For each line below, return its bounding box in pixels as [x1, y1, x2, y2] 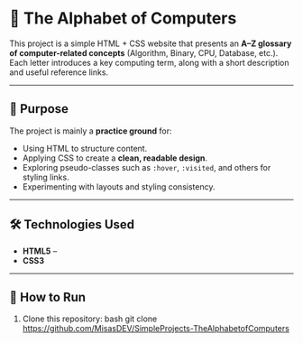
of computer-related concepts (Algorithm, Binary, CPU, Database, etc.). [9, 47, 279, 58]
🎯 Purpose [9, 101, 69, 116]
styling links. [22, 171, 69, 182]
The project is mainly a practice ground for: [9, 125, 173, 136]
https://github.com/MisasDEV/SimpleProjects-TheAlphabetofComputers [22, 323, 290, 334]
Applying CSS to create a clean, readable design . [22, 153, 208, 163]
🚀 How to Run [9, 289, 87, 305]
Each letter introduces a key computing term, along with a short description [9, 57, 289, 68]
